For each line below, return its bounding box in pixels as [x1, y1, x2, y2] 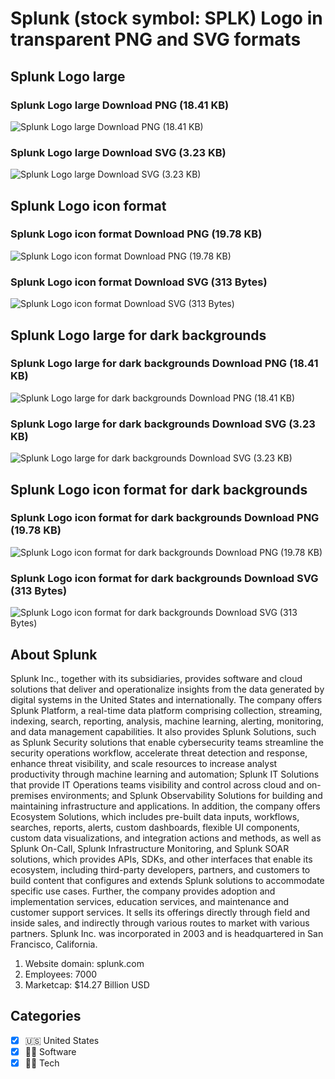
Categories [10, 1008, 82, 1025]
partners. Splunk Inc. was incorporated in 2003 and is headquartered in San [10, 927, 324, 939]
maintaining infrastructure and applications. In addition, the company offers [10, 800, 321, 812]
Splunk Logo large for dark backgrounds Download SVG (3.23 [10, 417, 316, 431]
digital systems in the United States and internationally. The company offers [10, 693, 323, 706]
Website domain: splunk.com [24, 957, 145, 969]
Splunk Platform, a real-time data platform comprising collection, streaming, [10, 704, 323, 716]
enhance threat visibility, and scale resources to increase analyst [10, 757, 278, 769]
